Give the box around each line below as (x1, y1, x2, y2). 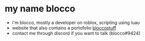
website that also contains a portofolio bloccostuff (12, 24, 116, 30)
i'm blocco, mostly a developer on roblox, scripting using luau (12, 19, 140, 25)
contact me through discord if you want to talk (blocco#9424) (12, 30, 140, 36)
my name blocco (5, 3, 76, 14)
